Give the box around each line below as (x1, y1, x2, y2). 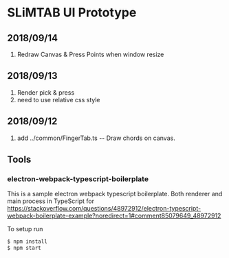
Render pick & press (17, 88, 75, 97)
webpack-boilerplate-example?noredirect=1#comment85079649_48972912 (7, 211, 221, 220)
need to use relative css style (17, 95, 101, 104)
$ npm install (7, 238, 48, 245)
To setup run (7, 225, 43, 233)
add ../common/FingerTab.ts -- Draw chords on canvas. (17, 134, 175, 142)
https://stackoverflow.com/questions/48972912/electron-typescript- (7, 204, 201, 213)
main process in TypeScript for (7, 197, 95, 205)
